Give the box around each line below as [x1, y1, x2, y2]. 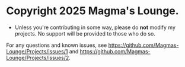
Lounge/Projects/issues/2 [6, 54, 69, 61]
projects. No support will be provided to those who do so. [14, 30, 156, 37]
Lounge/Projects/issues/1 [6, 47, 68, 55]
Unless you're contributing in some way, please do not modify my [14, 24, 176, 31]
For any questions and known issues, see [6, 42, 107, 49]
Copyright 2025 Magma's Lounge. [6, 4, 179, 18]
